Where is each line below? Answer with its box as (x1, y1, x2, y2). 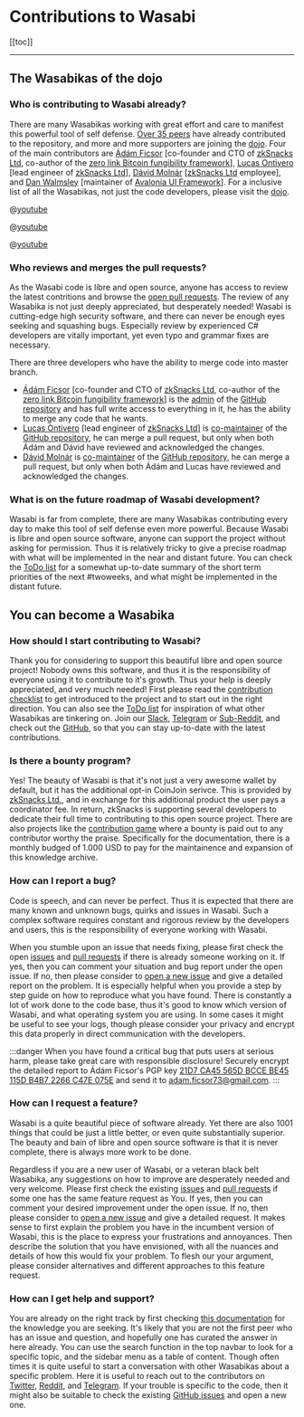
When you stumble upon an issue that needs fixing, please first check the (9, 941, 283, 952)
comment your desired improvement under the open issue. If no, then (9, 1202, 269, 1213)
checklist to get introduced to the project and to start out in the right (9, 693, 263, 704)
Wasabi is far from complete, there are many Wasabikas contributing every (9, 514, 288, 525)
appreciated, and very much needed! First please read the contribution (9, 683, 273, 694)
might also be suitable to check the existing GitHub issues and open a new (9, 1390, 288, 1401)
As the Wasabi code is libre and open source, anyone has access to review (9, 281, 289, 292)
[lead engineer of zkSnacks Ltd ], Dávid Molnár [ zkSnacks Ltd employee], (9, 166, 282, 177)
